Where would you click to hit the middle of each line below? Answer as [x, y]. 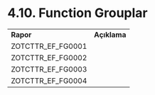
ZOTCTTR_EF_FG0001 [49, 46]
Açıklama [110, 35]
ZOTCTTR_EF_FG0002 [49, 57]
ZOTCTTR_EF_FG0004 [49, 81]
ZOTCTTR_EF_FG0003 [49, 69]
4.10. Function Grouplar [77, 13]
